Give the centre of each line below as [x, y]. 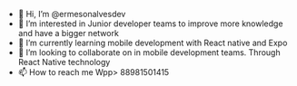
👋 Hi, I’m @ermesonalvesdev [72, 14]
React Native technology [64, 62]
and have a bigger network [69, 33]
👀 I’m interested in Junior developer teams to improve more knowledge [150, 24]
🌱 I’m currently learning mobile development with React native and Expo [153, 43]
